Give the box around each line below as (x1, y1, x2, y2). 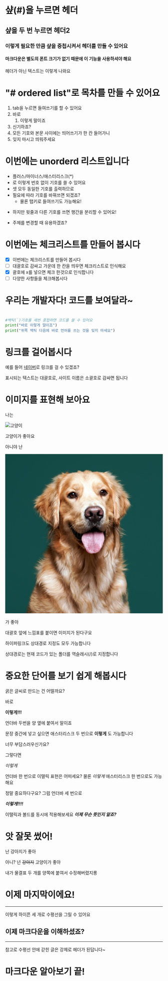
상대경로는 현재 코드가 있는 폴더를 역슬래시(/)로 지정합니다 (5, 650, 118, 657)
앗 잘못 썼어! (5, 831, 53, 843)
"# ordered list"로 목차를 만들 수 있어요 (5, 87, 160, 98)
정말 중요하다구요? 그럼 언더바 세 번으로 (5, 790, 82, 796)
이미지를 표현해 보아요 (5, 394, 90, 406)
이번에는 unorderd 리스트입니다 (5, 155, 129, 167)
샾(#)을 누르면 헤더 (5, 5, 78, 16)
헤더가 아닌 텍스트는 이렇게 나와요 (5, 68, 71, 74)
